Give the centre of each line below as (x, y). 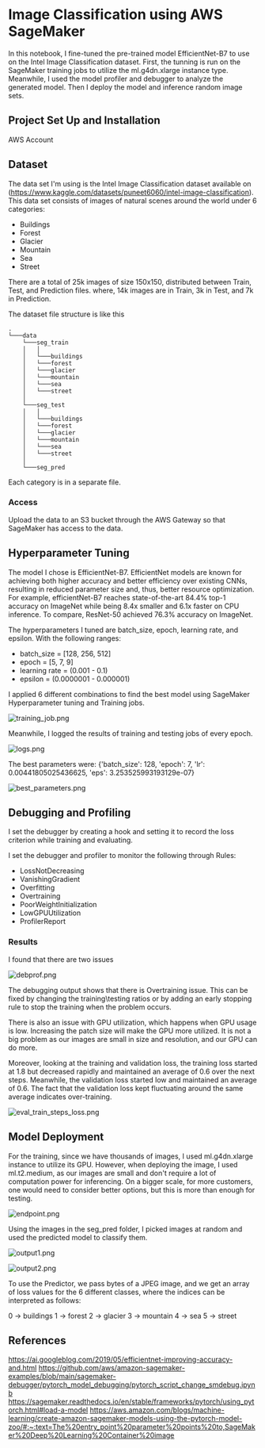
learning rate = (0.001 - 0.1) (64, 670)
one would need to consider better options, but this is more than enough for (132, 1189)
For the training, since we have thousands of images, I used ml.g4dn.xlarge (131, 1156)
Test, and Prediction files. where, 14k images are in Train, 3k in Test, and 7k (131, 290)
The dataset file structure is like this (66, 314)
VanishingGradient (50, 879)
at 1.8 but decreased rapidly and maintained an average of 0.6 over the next (132, 1071)
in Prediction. (30, 298)
